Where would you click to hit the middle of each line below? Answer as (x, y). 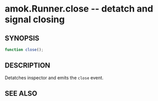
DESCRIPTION (27, 65)
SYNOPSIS (22, 38)
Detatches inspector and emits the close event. (54, 78)
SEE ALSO (21, 94)
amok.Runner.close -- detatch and (79, 9)
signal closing (35, 19)
